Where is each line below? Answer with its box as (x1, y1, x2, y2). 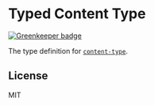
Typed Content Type (8, 5, 146, 23)
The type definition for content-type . (8, 46, 129, 55)
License (8, 69, 48, 83)
